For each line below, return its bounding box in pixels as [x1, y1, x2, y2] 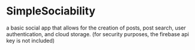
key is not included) [6, 37, 55, 44]
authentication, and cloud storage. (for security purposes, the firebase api [6, 30, 189, 37]
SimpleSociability [6, 4, 96, 18]
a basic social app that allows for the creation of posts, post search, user [6, 24, 186, 31]
